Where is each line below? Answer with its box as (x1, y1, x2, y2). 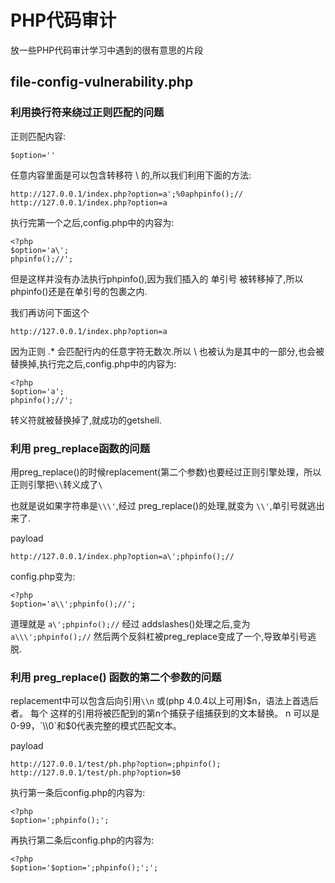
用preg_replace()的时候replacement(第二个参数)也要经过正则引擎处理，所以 (10, 466, 322, 478)
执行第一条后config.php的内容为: (10, 787, 146, 799)
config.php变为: (10, 570, 76, 582)
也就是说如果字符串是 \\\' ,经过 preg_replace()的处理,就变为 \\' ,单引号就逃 (10, 499, 317, 511)
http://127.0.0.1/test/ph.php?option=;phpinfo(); (10, 759, 222, 770)
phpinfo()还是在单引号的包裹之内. (10, 285, 148, 297)
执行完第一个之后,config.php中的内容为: (10, 216, 175, 228)
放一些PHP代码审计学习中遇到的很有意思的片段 (10, 44, 204, 56)
